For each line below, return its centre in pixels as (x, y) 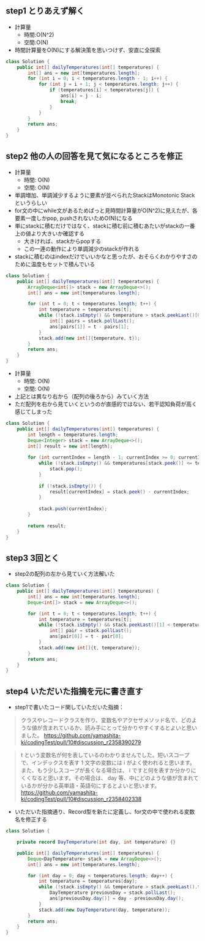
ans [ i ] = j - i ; (81, 96)
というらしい (31, 203)
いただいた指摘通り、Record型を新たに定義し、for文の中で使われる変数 (105, 812)
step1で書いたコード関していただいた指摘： (69, 707)
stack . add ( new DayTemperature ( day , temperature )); (104, 910)
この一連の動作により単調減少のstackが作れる (81, 249)
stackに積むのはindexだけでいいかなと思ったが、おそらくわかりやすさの (106, 256)
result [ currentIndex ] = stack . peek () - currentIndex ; (119, 492)
